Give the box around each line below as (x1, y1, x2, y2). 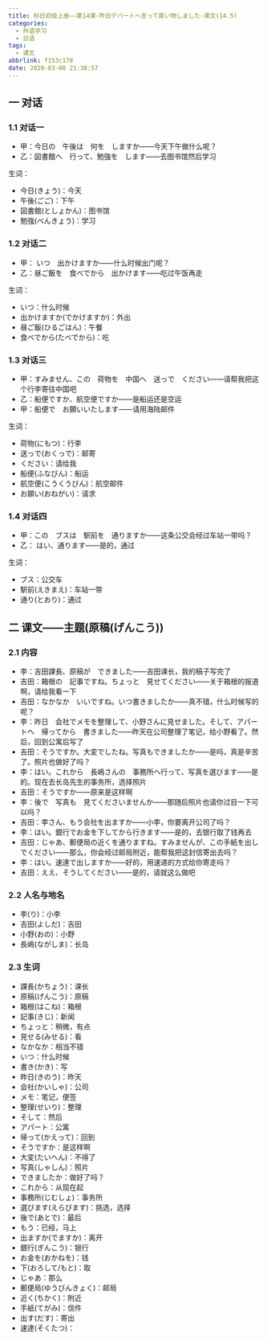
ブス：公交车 (19, 575, 63, 584)
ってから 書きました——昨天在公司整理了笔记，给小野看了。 (47, 727, 253, 736)
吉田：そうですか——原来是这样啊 (19, 787, 133, 797)
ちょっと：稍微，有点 (19, 1022, 91, 1031)
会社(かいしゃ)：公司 (19, 1082, 90, 1092)
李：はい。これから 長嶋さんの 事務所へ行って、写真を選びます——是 (19, 767, 259, 777)
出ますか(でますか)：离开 (19, 1232, 103, 1242)
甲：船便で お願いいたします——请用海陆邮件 (19, 404, 175, 414)
